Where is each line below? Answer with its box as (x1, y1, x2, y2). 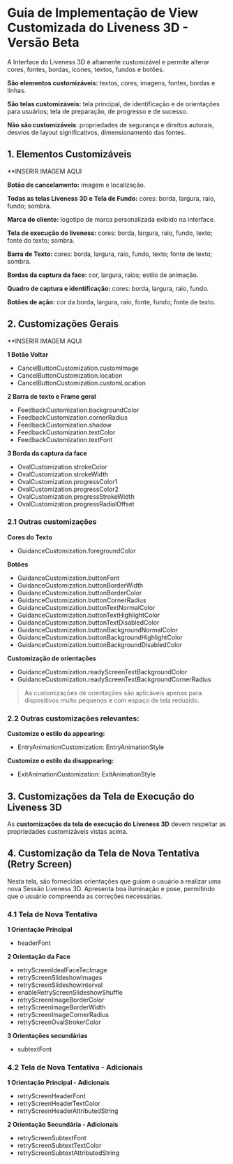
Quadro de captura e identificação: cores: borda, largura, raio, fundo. (7, 284, 209, 292)
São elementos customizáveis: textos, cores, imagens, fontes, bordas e (7, 78, 216, 87)
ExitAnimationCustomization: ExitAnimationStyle (17, 770, 156, 779)
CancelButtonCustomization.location (17, 371, 123, 379)
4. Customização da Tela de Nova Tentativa (7, 848, 200, 860)
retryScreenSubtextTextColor (17, 1142, 102, 1150)
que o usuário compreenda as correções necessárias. (7, 892, 163, 900)
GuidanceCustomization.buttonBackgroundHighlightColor (17, 633, 183, 641)
